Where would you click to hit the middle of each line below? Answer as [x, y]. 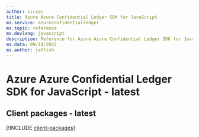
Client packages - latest [51, 114]
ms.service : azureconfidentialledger [53, 22]
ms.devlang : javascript [36, 34]
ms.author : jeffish [30, 50]
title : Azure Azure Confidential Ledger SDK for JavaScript [82, 17]
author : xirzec [25, 12]
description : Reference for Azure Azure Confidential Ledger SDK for [94, 39]
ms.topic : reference [32, 28]
